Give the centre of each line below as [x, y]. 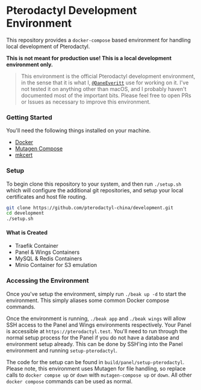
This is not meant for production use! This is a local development [89, 58]
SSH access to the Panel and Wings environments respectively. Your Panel [99, 325]
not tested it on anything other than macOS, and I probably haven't [104, 89]
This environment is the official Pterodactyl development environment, [108, 76]
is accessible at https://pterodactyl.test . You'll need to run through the [97, 331]
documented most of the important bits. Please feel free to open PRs [106, 95]
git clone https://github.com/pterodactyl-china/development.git [90, 208]
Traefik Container [37, 246]
